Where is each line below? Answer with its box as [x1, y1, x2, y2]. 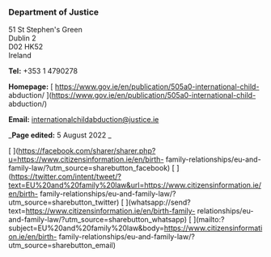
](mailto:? [193, 215, 225, 225]
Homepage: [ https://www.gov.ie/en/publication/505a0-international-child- [8, 82, 260, 91]
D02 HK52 [8, 42, 44, 52]
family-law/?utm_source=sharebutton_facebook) [8, 163, 171, 173]
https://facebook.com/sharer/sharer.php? [18, 146, 156, 156]
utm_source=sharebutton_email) [8, 241, 116, 251]
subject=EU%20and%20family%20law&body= [8, 223, 164, 233]
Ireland [8, 51, 32, 61]
